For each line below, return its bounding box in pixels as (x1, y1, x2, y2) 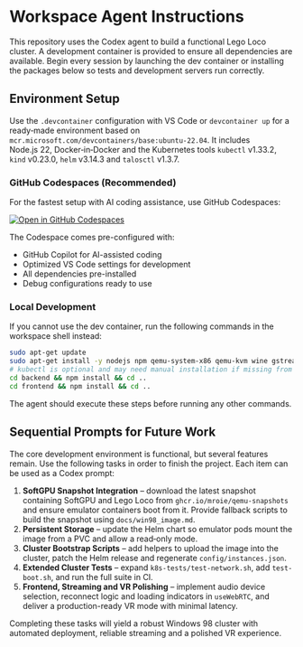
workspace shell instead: (9, 331, 102, 342)
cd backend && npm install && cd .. (9, 373, 147, 382)
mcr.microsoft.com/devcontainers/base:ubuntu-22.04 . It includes (9, 134, 251, 145)
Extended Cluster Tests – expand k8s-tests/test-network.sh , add (22, 562, 271, 573)
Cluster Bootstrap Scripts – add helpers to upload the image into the (22, 542, 280, 553)
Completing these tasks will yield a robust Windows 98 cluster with (9, 617, 259, 629)
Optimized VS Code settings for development (22, 259, 191, 270)
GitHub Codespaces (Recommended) (9, 176, 177, 189)
